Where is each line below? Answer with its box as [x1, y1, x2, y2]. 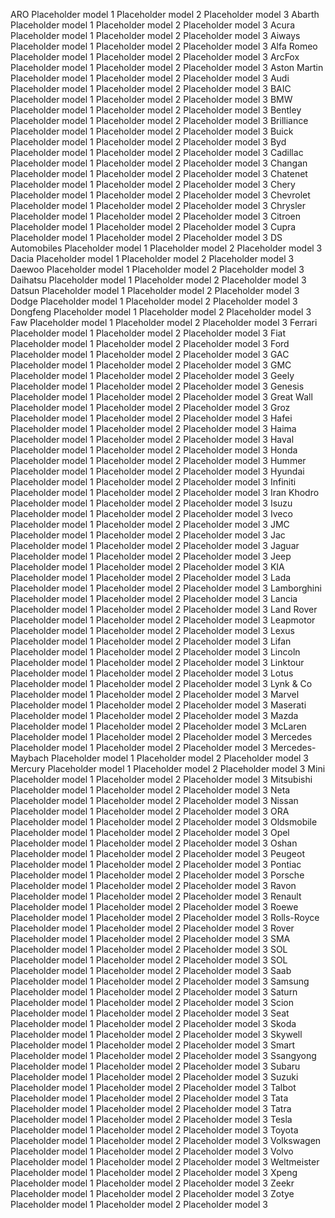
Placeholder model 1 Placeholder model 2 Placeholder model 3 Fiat [10, 327, 287, 339]
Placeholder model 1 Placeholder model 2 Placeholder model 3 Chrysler [10, 200, 307, 211]
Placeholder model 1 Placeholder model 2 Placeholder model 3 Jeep [10, 550, 292, 562]
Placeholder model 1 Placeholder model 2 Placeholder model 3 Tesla [10, 1114, 293, 1125]
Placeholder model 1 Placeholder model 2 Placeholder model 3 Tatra [10, 1103, 292, 1114]
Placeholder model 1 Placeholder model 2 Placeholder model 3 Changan [10, 157, 308, 169]
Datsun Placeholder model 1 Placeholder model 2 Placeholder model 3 [10, 285, 300, 296]
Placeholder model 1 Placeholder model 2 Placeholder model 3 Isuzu [10, 497, 293, 509]
